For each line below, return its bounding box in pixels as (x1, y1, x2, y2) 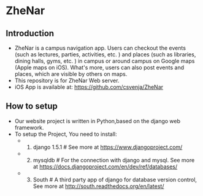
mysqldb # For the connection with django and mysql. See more (33, 156, 195, 164)
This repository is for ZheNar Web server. (14, 77, 120, 84)
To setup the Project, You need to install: (14, 130, 117, 138)
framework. (14, 124, 44, 131)
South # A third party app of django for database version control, (33, 176, 197, 183)
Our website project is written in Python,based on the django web (14, 117, 181, 124)
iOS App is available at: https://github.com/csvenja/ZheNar (14, 83, 164, 91)
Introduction (6, 28, 55, 39)
